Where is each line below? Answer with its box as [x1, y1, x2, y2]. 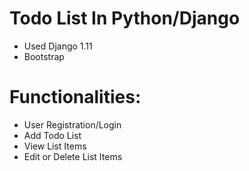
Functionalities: [9, 86, 142, 109]
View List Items [23, 140, 87, 152]
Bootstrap [23, 50, 65, 62]
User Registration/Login [23, 118, 122, 131]
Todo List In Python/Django [9, 7, 241, 30]
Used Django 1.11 [23, 40, 93, 52]
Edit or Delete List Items [23, 150, 123, 162]
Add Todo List [23, 129, 82, 141]
